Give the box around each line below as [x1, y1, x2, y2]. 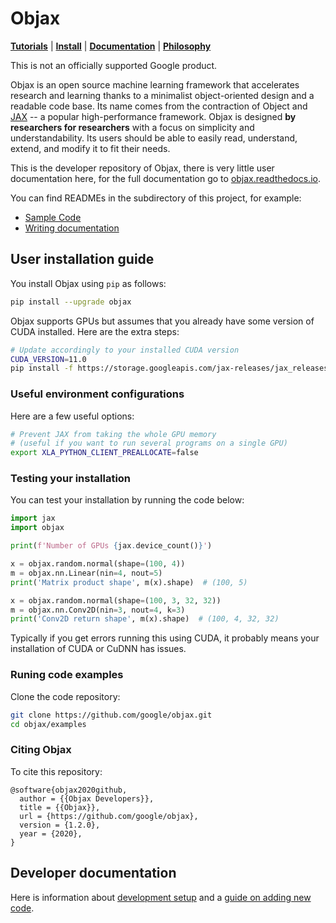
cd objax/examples [10, 719, 87, 729]
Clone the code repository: [10, 690, 121, 702]
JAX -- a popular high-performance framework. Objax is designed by [10, 110, 297, 122]
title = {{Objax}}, [19, 802, 101, 812]
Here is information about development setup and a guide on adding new [10, 891, 312, 903]
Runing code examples [10, 668, 124, 682]
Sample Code [24, 211, 82, 223]
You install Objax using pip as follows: [10, 277, 167, 289]
